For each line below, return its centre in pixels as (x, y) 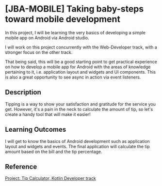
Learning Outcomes (36, 130)
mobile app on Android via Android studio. (47, 38)
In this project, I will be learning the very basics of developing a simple (75, 32)
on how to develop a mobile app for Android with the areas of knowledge (78, 67)
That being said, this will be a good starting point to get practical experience (81, 62)
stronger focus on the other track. (39, 52)
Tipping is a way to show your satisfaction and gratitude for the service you (81, 104)
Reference (21, 166)
